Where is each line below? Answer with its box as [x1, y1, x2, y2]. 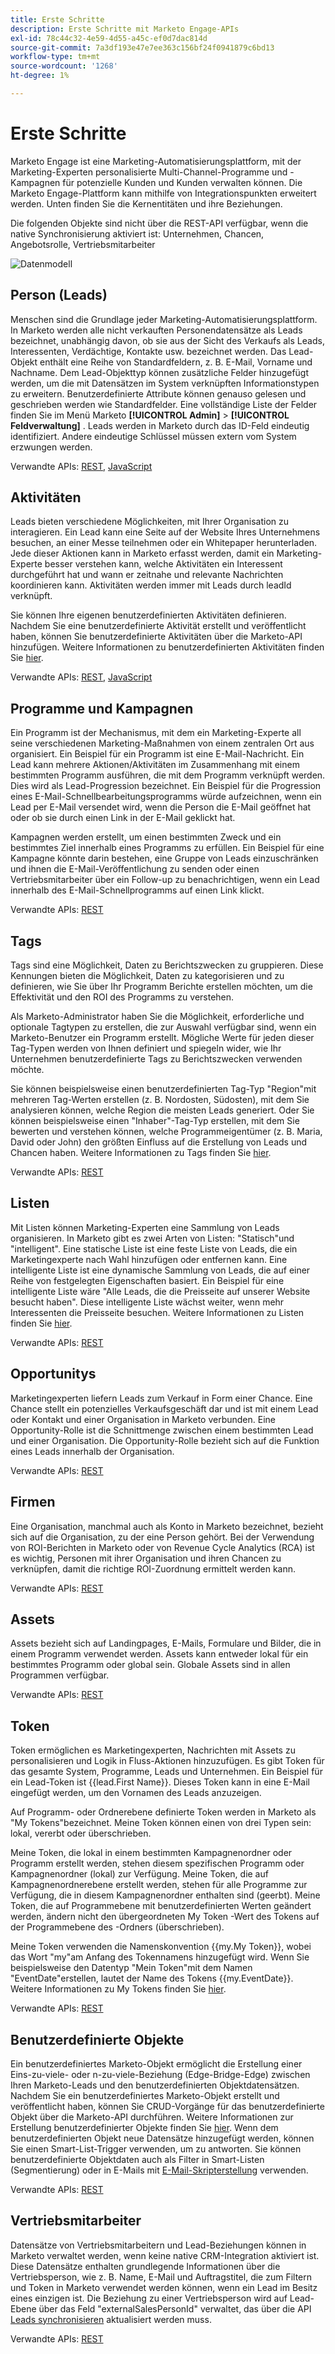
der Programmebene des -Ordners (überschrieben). [10, 1921, 225, 1933]
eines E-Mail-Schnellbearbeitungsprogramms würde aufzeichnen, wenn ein [10, 791, 322, 803]
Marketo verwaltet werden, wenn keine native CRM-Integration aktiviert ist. [10, 2249, 320, 2261]
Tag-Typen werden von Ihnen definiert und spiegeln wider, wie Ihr [10, 1042, 282, 1055]
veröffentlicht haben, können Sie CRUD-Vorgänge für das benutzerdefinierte [10, 2100, 325, 2112]
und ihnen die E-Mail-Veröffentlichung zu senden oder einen [10, 863, 260, 875]
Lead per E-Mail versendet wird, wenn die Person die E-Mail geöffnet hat [10, 801, 312, 813]
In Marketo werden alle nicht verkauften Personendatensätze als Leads [10, 324, 303, 336]
